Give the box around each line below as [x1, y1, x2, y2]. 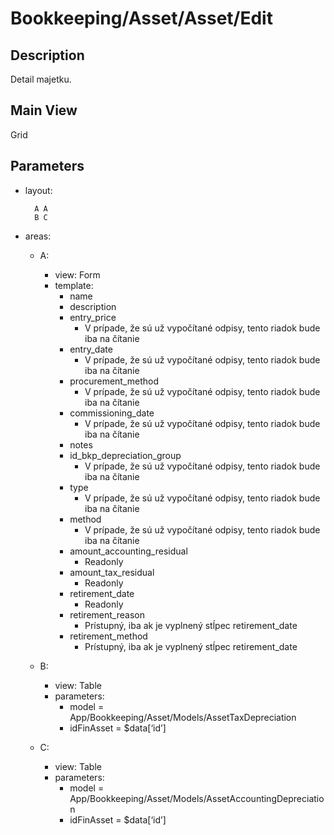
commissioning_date [69, 407, 155, 419]
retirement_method [69, 630, 148, 642]
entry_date [69, 343, 113, 355]
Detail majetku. [10, 73, 72, 85]
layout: [24, 184, 53, 196]
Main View [10, 102, 78, 119]
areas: [24, 230, 52, 242]
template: [54, 279, 94, 291]
